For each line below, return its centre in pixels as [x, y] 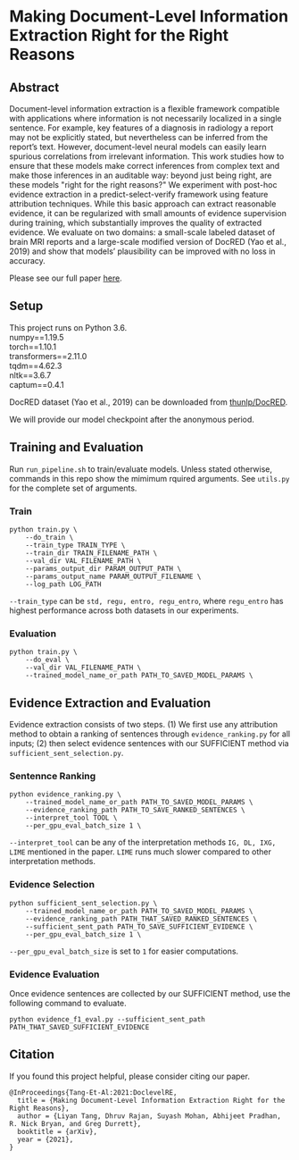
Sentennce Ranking [53, 776]
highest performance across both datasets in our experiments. [124, 610]
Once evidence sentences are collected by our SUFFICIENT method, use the [150, 993]
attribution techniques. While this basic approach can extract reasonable [143, 204]
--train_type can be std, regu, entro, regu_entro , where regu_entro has [146, 601]
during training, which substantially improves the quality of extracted [136, 223]
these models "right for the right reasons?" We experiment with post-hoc [143, 185]
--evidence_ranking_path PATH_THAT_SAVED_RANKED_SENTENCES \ [141, 919]
